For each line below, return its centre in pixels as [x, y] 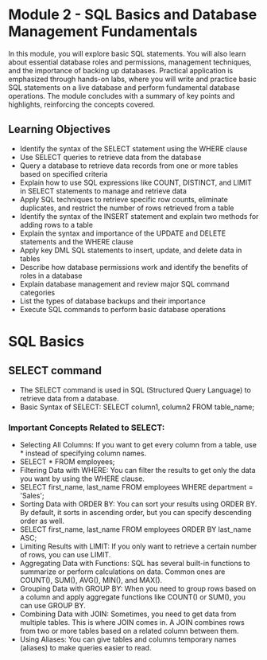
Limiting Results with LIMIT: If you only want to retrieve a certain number [138, 546]
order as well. [42, 521]
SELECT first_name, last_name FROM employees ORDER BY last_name [135, 529]
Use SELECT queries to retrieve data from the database [110, 157]
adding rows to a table [56, 225]
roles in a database [51, 275]
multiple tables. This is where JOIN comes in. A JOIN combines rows [132, 623]
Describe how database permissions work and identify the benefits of [134, 267]
